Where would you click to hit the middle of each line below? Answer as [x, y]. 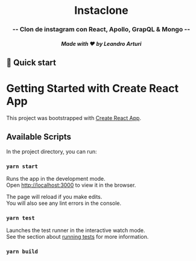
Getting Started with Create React [93, 89]
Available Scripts [39, 137]
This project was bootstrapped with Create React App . [74, 118]
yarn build [22, 252]
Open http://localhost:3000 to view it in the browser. [71, 185]
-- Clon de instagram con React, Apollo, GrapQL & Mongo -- [101, 30]
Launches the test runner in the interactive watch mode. [76, 230]
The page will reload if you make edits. [54, 197]
